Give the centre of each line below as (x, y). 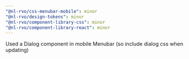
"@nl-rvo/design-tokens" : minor (45, 17)
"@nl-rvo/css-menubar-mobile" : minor (51, 11)
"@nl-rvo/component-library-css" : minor (56, 22)
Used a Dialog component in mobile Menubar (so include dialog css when (94, 44)
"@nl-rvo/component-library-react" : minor (58, 27)
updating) (17, 50)
